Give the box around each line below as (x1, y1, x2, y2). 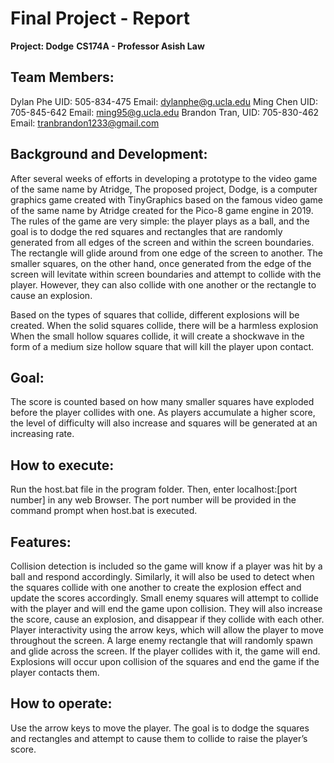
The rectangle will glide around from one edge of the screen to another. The (10, 247, 324, 259)
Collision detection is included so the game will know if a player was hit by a (10, 560, 323, 572)
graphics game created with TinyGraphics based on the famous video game (10, 193, 324, 206)
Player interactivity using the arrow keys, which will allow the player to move (10, 624, 325, 636)
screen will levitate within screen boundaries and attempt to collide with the (10, 268, 322, 280)
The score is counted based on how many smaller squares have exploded (10, 396, 315, 408)
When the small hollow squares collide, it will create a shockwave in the (10, 330, 305, 342)
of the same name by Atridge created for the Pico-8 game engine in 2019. (10, 204, 314, 216)
